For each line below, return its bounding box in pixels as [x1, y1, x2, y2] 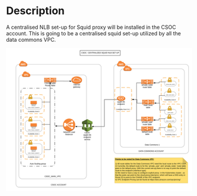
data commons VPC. [6, 36, 56, 43]
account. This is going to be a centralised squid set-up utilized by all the [6, 29, 181, 36]
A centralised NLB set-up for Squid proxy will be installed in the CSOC [6, 24, 176, 31]
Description [6, 4, 65, 18]
